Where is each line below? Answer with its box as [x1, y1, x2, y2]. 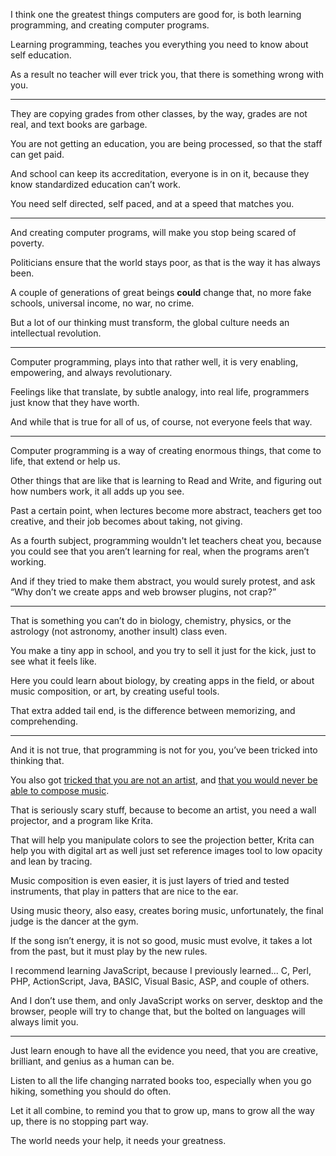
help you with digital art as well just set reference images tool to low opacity [10, 845, 323, 856]
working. [10, 556, 47, 568]
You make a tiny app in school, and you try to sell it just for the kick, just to [10, 645, 317, 656]
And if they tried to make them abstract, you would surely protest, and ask [10, 575, 316, 587]
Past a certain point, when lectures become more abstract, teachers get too [10, 505, 322, 516]
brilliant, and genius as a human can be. [10, 1055, 175, 1067]
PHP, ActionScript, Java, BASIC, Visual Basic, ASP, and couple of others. [10, 975, 310, 987]
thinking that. [10, 755, 65, 766]
